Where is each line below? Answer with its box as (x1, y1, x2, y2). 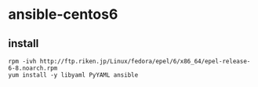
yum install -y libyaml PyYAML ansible (8, 71, 139, 79)
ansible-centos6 (8, 5, 118, 24)
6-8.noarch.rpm (8, 64, 58, 72)
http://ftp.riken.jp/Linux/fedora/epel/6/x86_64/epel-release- (39, 57, 251, 65)
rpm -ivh (8, 57, 37, 65)
